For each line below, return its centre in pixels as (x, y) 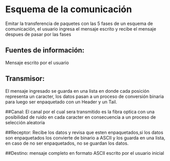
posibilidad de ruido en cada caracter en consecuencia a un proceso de (81, 117)
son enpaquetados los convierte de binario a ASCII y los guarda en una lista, (85, 138)
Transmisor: (25, 79)
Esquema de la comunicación (69, 9)
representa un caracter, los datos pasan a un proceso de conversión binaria (85, 96)
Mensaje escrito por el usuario (37, 63)
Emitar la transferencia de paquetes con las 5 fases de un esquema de (79, 23)
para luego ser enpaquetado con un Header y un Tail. (61, 102)
